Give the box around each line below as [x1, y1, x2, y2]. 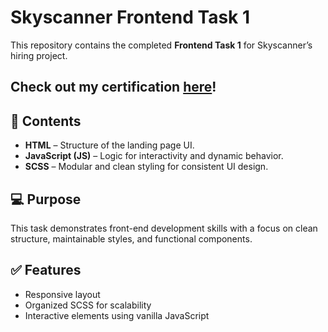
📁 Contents [10, 112, 82, 130]
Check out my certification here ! [10, 79, 217, 96]
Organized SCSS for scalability [24, 299, 152, 311]
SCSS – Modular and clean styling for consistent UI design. [24, 161, 269, 173]
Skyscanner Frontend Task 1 [10, 6, 251, 29]
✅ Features [10, 262, 82, 279]
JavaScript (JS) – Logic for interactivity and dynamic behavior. [24, 150, 284, 162]
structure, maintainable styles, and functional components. [10, 232, 253, 245]
